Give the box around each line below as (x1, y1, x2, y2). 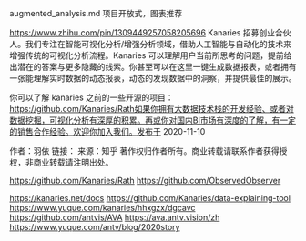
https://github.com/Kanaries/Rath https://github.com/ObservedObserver (9, 176, 281, 186)
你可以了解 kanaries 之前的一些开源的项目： (9, 92, 174, 103)
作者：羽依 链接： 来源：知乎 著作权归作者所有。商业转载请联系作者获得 (9, 146, 280, 156)
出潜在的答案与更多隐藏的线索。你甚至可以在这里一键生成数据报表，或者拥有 (9, 62, 297, 72)
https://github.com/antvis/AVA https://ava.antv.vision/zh (9, 212, 220, 223)
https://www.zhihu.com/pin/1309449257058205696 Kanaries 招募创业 (9, 27, 276, 38)
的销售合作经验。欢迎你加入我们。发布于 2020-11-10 (9, 126, 206, 136)
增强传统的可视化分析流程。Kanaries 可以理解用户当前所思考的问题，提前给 (9, 50, 292, 61)
